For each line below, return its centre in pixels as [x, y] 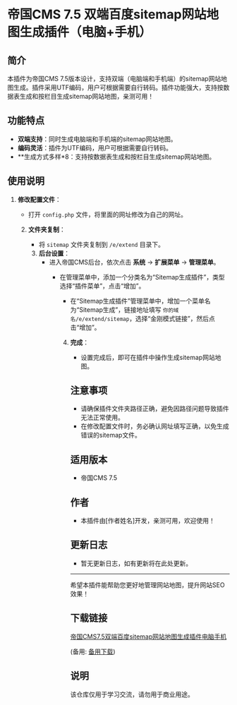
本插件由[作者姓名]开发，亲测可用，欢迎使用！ [148, 521]
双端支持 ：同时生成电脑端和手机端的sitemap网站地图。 [97, 139]
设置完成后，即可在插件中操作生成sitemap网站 [148, 357]
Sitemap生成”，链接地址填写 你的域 [129, 309]
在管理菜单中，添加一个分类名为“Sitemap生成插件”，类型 [142, 277]
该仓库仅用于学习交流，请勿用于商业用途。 [132, 694]
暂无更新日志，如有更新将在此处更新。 [136, 563]
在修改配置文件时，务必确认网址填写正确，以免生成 [155, 426]
